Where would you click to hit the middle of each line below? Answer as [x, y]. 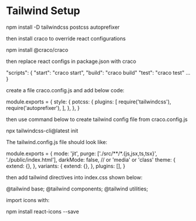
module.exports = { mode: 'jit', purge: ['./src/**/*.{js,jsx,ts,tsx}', [82, 153]
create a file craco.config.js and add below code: [65, 90]
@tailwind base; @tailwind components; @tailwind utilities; [77, 189]
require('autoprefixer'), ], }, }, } [43, 108]
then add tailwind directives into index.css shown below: [74, 177]
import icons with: [28, 200]
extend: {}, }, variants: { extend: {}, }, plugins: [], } [66, 166]
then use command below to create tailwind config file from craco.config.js [97, 119]
